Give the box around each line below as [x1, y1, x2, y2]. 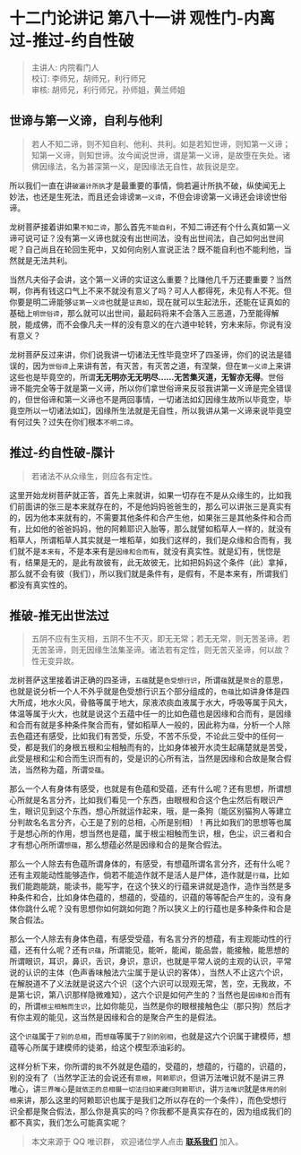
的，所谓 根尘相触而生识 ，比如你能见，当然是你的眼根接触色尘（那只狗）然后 [9, 1001, 284, 1012]
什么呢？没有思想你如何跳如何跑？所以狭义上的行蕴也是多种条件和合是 [32, 903, 292, 914]
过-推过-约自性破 [9, 30, 134, 51]
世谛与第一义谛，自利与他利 [9, 113, 163, 128]
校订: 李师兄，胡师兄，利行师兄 [30, 73, 146, 83]
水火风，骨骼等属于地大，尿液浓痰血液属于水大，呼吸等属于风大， [47, 697, 292, 708]
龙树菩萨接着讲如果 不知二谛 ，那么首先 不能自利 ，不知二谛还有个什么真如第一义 [9, 221, 291, 232]
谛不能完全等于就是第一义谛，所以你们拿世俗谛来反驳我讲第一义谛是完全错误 [9, 383, 292, 393]
